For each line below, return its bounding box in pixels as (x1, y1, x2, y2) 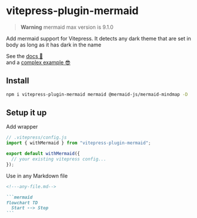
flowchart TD (6, 200, 38, 206)
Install (6, 76, 29, 86)
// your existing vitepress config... (11, 156, 107, 162)
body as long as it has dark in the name (6, 41, 102, 48)
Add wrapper (6, 123, 38, 130)
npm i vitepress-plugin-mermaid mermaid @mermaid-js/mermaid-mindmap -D (6, 91, 188, 98)
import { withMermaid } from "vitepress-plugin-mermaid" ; (6, 140, 151, 146)
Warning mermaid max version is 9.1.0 (20, 24, 113, 31)
